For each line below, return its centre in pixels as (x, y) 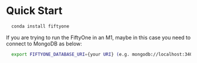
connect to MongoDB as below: (44, 43)
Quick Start (34, 11)
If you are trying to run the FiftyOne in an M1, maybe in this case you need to (98, 37)
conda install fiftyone (40, 26)
